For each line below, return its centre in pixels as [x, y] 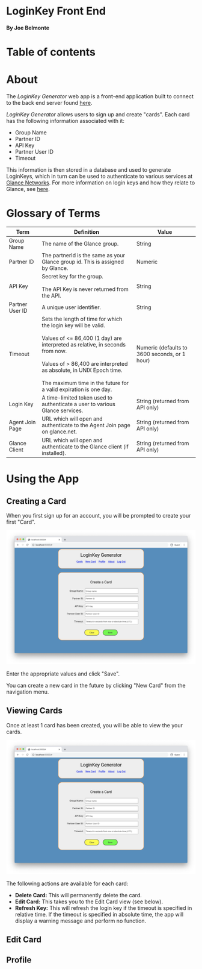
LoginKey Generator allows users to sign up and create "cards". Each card [98, 114]
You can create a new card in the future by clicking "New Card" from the [96, 685]
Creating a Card [36, 501]
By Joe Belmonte [28, 28]
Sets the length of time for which [82, 319]
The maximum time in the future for [85, 383]
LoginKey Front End [56, 11]
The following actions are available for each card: [67, 883]
